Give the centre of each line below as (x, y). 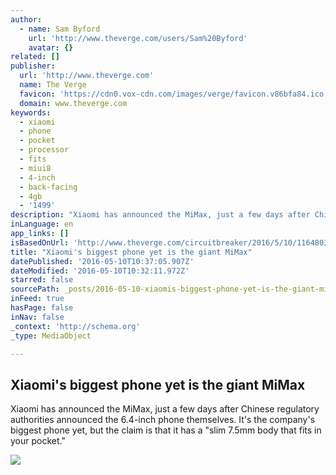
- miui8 (35, 168)
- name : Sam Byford (60, 29)
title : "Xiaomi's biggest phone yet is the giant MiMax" (131, 252)
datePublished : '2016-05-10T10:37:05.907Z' (102, 261)
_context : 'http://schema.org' (75, 326)
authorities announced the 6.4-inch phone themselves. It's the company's (163, 420)
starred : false (42, 280)
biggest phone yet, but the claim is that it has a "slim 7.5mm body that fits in (166, 430)
